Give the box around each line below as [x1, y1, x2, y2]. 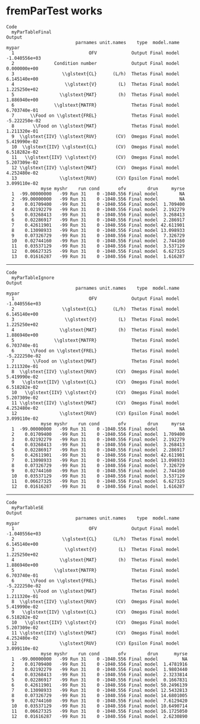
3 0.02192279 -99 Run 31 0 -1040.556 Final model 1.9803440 [11, 666, 187, 672]
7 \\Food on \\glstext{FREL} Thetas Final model [11, 112, 180, 119]
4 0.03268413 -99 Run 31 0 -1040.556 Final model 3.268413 [11, 441, 185, 448]
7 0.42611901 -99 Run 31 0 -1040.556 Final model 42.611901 [11, 222, 185, 228]
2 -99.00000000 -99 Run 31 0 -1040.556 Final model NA [11, 196, 185, 202]
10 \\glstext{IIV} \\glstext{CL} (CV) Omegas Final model [11, 144, 180, 150]
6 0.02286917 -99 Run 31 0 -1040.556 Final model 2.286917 [11, 216, 185, 223]
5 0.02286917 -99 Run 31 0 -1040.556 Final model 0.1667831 [11, 677, 187, 683]
